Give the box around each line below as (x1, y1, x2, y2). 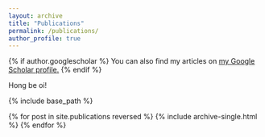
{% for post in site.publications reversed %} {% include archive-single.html (8, 112, 258, 122)
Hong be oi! (8, 81, 48, 90)
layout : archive (8, 11, 63, 20)
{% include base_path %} (8, 96, 93, 106)
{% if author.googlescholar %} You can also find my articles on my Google (8, 56, 255, 66)
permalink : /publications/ (8, 27, 99, 35)
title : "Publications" (8, 19, 85, 27)
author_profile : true (8, 34, 81, 43)
